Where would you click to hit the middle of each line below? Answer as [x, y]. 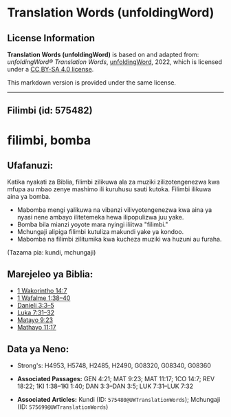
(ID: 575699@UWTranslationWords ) [63, 407]
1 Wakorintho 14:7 [42, 291]
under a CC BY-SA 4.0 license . [51, 69]
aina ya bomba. [29, 197]
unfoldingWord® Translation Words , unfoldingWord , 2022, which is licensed [114, 62]
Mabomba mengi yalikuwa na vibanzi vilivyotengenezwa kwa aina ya [114, 210]
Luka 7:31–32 [36, 313]
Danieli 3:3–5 [35, 306]
